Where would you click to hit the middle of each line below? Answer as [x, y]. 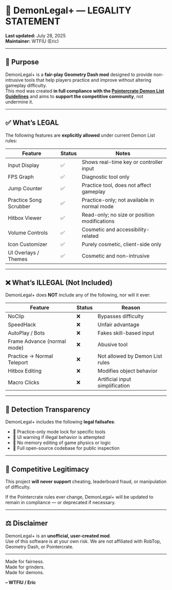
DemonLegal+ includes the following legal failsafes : [60, 422]
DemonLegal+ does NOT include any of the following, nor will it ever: [78, 295]
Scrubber [19, 206]
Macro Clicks [24, 382]
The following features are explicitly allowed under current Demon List [80, 135]
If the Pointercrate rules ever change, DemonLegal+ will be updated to [79, 497]
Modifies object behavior [127, 371]
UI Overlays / [24, 252]
